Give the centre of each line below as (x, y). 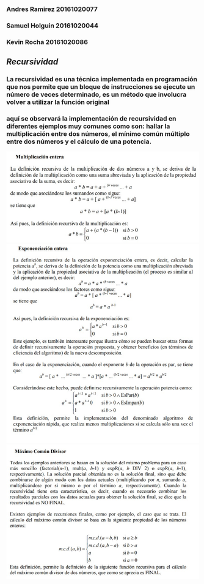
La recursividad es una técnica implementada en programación (102, 80)
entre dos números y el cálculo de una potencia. (79, 141)
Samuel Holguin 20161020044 (53, 25)
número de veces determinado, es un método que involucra (97, 95)
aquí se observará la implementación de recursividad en (91, 118)
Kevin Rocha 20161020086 (47, 42)
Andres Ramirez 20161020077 (52, 9)
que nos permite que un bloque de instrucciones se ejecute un (101, 87)
